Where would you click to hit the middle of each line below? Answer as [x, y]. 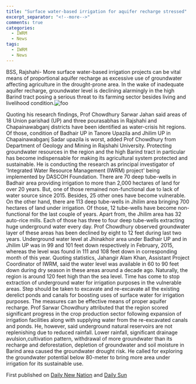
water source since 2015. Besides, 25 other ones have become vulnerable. [96, 195]
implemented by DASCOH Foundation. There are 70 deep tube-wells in [91, 176]
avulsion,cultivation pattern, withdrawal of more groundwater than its [89, 338]
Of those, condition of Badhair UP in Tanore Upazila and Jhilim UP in [88, 133]
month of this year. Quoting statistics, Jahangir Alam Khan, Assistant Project [98, 257]
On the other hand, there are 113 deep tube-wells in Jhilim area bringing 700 [98, 201]
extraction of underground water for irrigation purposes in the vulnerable [94, 283]
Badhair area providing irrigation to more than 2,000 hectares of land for [93, 183]
